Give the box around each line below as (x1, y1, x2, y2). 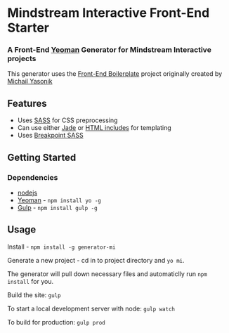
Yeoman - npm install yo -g (17, 195, 102, 204)
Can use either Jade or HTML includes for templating (17, 124, 172, 132)
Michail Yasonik (7, 77, 53, 86)
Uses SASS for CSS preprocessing (17, 116, 118, 124)
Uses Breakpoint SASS (17, 131, 84, 140)
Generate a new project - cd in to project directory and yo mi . (7, 256, 185, 264)
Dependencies (7, 172, 58, 182)
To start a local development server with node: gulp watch (7, 304, 176, 313)
